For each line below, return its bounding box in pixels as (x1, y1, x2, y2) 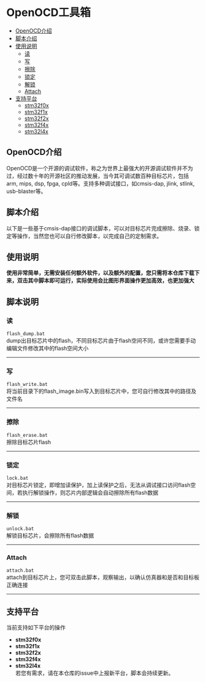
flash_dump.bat (6, 331, 45, 337)
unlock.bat (6, 526, 34, 532)
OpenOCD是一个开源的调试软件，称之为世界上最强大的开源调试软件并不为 (6, 164, 193, 172)
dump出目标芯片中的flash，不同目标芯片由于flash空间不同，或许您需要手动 (6, 337, 196, 344)
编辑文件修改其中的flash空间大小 (6, 344, 89, 352)
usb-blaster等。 (6, 188, 47, 195)
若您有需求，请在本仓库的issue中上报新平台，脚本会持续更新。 (15, 669, 174, 677)
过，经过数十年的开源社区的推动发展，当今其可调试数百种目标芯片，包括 (6, 172, 189, 180)
